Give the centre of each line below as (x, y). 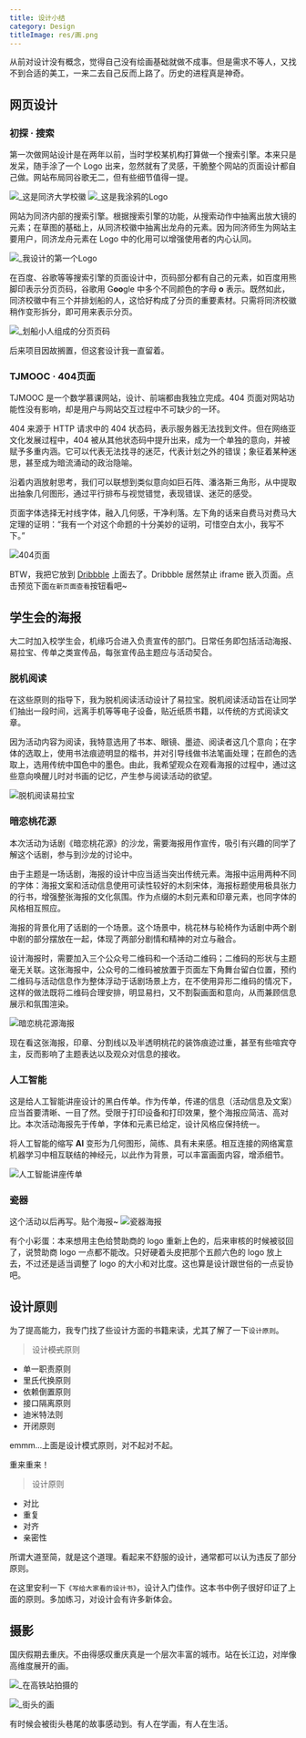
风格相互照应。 (37, 908)
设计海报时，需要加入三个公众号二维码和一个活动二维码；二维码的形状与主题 (153, 958)
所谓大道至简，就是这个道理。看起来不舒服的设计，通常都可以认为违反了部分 (153, 1557)
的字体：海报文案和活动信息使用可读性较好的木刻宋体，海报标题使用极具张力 (153, 885)
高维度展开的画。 (41, 1665)
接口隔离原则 (46, 1404)
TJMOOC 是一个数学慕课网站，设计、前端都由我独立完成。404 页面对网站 (148, 398)
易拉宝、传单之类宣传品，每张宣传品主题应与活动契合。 (113, 653)
